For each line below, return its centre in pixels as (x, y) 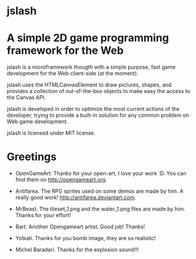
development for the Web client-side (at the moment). (72, 73)
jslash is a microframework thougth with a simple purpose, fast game (91, 67)
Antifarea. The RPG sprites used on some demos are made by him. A (99, 191)
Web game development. (37, 121)
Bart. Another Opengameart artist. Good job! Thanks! (80, 227)
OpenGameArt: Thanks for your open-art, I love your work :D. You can (101, 174)
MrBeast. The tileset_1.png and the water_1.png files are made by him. (100, 209)
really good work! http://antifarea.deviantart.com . (75, 197)
